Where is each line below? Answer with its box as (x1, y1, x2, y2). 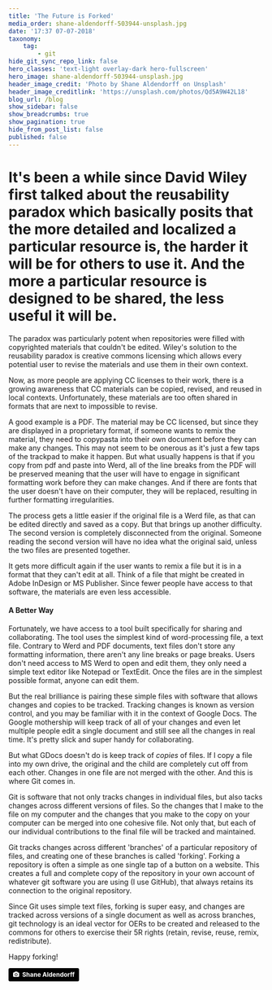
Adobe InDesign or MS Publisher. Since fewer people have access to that (8, 578, 253, 588)
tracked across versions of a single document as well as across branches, (8, 909, 256, 920)
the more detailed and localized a (8, 220, 237, 239)
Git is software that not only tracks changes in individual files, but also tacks (8, 791, 263, 802)
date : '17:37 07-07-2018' (8, 27, 96, 35)
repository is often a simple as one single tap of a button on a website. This (8, 860, 260, 870)
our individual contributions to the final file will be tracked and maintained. (8, 826, 256, 836)
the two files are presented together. (8, 545, 131, 554)
